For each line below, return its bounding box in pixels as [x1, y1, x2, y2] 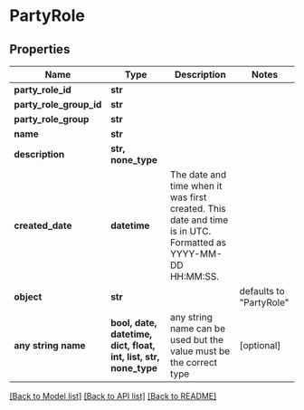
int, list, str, [109, 350, 160, 363]
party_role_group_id [14, 99, 102, 110]
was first [170, 191, 207, 204]
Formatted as [170, 236, 227, 249]
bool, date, [109, 317, 157, 329]
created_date [14, 219, 72, 232]
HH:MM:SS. [170, 271, 220, 282]
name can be [170, 322, 226, 335]
